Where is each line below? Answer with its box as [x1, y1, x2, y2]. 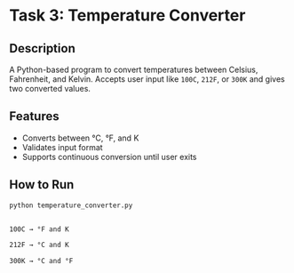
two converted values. [9, 84, 91, 93]
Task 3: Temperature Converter [9, 5, 246, 26]
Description [9, 41, 75, 56]
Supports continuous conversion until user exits [21, 151, 197, 162]
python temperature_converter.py [9, 201, 133, 210]
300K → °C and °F [9, 257, 74, 266]
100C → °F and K [9, 224, 69, 234]
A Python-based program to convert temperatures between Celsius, [9, 64, 258, 75]
